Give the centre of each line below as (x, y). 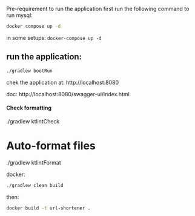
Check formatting (29, 108)
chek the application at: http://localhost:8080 (63, 82)
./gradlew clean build (35, 185)
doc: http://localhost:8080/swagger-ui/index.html (68, 94)
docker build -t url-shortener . (48, 208)
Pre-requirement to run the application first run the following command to (98, 9)
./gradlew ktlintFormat (34, 162)
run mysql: (20, 15)
